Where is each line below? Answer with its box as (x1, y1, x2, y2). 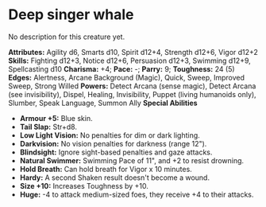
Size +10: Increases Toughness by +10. (19, 181, 149, 190)
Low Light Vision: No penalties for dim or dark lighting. (19, 130, 200, 140)
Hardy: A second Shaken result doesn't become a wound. (19, 173, 210, 182)
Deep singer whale (8, 6, 134, 24)
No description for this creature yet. (8, 32, 125, 41)
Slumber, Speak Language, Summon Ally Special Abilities (8, 98, 198, 107)
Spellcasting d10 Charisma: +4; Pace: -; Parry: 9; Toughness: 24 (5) (8, 64, 236, 73)
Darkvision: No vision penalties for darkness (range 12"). (19, 139, 207, 148)
